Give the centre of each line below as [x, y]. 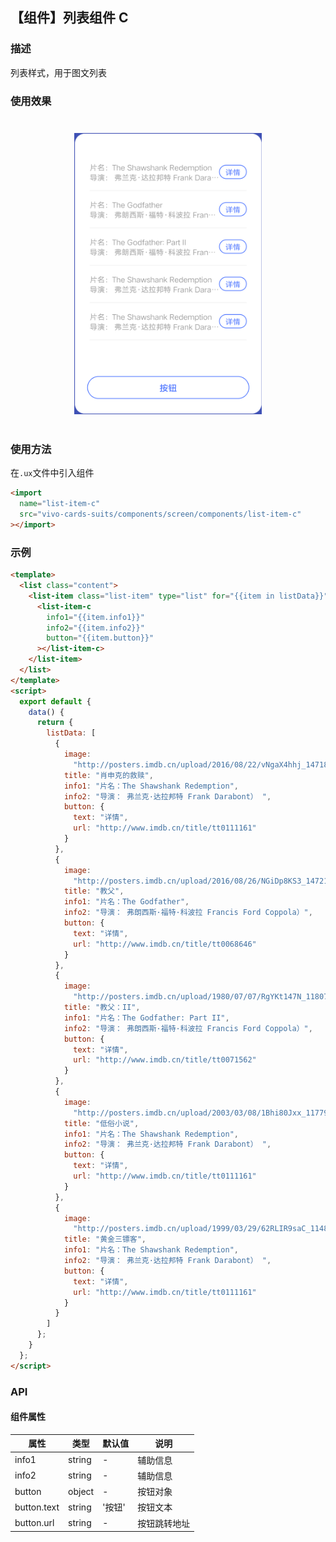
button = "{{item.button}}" [100, 638]
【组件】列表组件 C [69, 18]
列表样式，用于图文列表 [58, 72]
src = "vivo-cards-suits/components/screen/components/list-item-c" [160, 514]
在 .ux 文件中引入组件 [52, 473]
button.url [34, 1523]
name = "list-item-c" [60, 504]
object [81, 1491]
